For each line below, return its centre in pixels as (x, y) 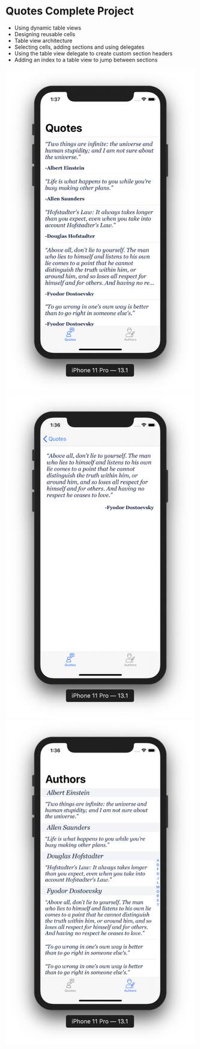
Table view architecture (43, 40)
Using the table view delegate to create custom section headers (93, 53)
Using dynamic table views (48, 28)
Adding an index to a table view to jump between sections (86, 60)
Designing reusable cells (45, 34)
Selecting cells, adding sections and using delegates (79, 47)
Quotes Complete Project (70, 11)
